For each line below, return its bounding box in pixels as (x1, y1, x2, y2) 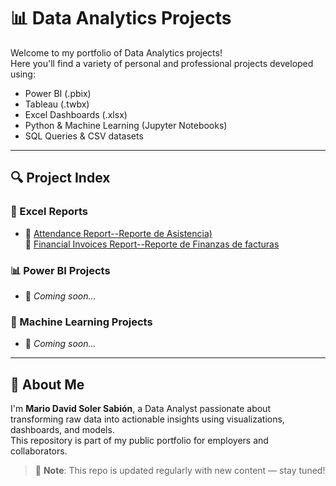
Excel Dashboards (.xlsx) (24, 108, 128, 120)
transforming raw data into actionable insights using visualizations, (10, 413, 285, 425)
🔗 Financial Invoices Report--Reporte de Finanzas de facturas (24, 238, 280, 250)
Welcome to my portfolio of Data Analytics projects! (10, 46, 223, 59)
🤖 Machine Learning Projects (10, 315, 153, 329)
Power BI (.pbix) (24, 87, 92, 99)
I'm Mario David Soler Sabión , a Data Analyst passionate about (10, 403, 271, 415)
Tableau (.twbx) (24, 98, 90, 110)
